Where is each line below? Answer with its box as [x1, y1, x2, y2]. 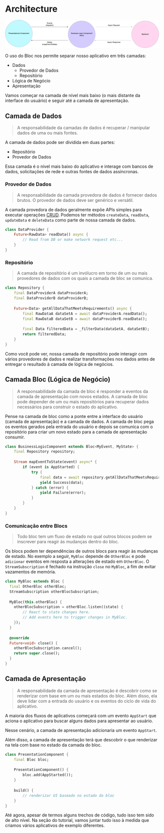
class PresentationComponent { [5, 752, 69, 757]
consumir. [5, 434, 25, 440]
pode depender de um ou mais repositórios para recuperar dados [17, 398, 149, 404]
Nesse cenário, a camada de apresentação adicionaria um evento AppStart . [5, 727, 157, 733]
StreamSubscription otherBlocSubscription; [9, 589, 99, 594]
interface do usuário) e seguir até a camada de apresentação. [5, 98, 129, 103]
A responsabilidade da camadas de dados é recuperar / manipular [17, 125, 150, 131]
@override [9, 635, 29, 640]
